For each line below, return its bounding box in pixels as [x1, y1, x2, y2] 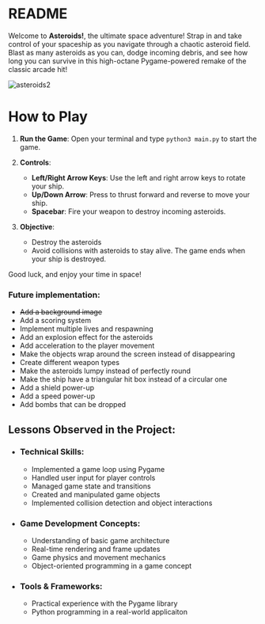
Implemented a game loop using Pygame [31, 464, 165, 474]
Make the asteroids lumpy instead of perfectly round [19, 366, 191, 376]
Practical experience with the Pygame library [31, 599, 178, 608]
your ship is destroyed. [31, 254, 107, 264]
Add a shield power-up [19, 383, 95, 393]
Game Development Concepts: [19, 518, 141, 529]
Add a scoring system [19, 316, 92, 325]
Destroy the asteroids [31, 237, 102, 246]
